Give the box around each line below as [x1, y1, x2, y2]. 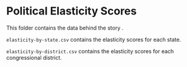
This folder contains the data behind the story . [6, 24, 124, 31]
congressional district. [6, 54, 62, 61]
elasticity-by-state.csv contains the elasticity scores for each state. [6, 36, 182, 43]
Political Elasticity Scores [6, 4, 137, 18]
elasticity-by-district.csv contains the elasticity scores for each [6, 47, 174, 55]
